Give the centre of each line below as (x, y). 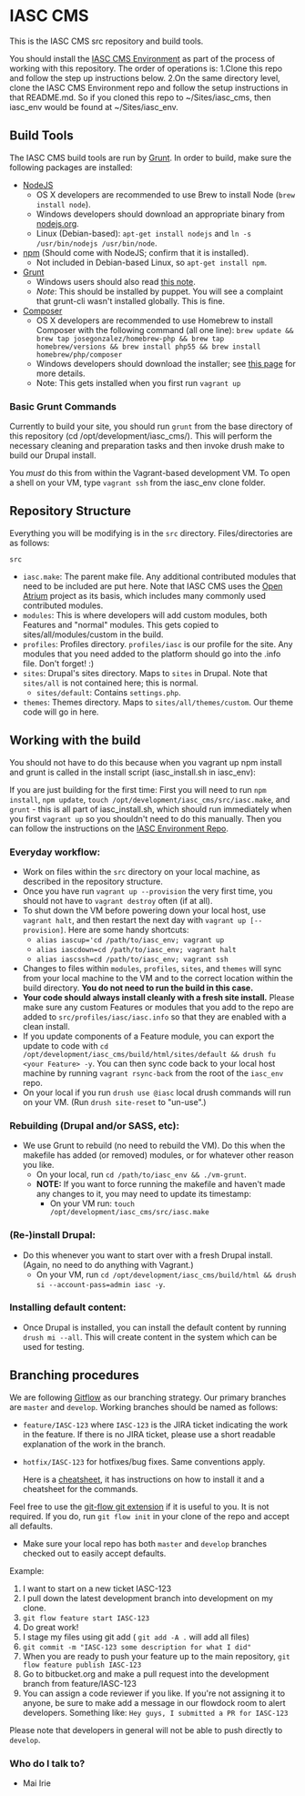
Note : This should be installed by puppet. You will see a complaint (160, 291)
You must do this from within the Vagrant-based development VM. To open (150, 473)
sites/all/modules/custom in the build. (93, 634)
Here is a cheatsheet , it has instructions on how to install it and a (143, 1479)
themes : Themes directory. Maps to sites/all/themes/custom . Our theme (158, 702)
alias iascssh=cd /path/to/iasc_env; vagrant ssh (132, 959)
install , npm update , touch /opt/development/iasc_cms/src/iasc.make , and (150, 799)
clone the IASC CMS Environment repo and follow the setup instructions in (149, 87)
